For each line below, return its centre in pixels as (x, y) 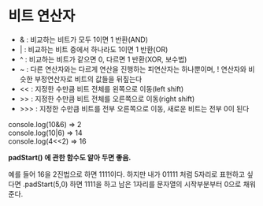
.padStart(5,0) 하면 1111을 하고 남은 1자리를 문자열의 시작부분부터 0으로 (132, 184)
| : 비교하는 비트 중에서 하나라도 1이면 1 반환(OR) (94, 49)
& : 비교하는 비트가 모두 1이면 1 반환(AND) (83, 39)
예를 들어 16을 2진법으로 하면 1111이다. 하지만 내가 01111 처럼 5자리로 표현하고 (127, 174)
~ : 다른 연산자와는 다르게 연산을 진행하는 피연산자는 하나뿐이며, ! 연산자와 (133, 69)
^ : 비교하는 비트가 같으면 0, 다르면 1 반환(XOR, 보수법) (103, 59)
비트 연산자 (42, 16)
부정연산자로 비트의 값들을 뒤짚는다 (88, 79)
